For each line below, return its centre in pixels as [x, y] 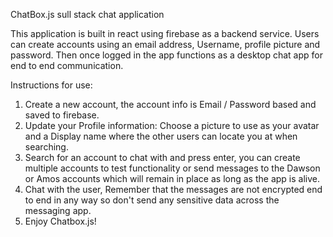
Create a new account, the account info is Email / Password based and [170, 104]
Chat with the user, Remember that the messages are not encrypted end [173, 189]
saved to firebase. [62, 115]
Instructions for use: [51, 85]
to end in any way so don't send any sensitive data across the [152, 200]
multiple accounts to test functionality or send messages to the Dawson [172, 168]
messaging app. [58, 210]
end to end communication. [67, 65]
